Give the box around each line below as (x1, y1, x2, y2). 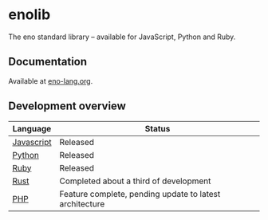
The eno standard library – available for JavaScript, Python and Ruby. (8, 32, 236, 41)
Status (144, 123, 171, 134)
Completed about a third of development (59, 175, 211, 187)
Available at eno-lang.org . (8, 76, 93, 85)
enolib (8, 6, 51, 24)
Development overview (8, 100, 126, 113)
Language (12, 123, 52, 134)
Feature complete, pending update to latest (59, 188, 221, 199)
